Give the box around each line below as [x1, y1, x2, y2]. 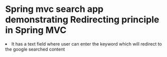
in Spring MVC [5, 25, 67, 36]
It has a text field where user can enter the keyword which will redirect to [12, 41, 162, 47]
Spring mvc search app [5, 3, 104, 15]
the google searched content [5, 46, 65, 52]
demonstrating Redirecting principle [5, 14, 159, 25]
